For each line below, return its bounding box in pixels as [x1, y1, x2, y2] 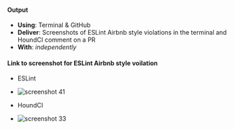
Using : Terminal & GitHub [17, 21, 91, 29]
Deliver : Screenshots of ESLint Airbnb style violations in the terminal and [17, 28, 227, 37]
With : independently [17, 43, 77, 51]
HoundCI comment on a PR [17, 35, 96, 44]
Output [7, 6, 29, 14]
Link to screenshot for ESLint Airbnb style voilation [7, 59, 159, 67]
